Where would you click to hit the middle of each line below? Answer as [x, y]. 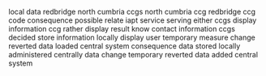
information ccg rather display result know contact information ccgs [122, 29]
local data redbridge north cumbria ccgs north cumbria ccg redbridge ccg [132, 12]
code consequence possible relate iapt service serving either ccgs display [133, 20]
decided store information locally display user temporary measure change [132, 37]
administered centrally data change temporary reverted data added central [133, 55]
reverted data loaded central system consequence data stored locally [124, 46]
